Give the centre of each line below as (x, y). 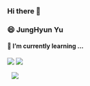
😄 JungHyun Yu (35, 29)
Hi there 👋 (24, 11)
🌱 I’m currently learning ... (46, 46)
